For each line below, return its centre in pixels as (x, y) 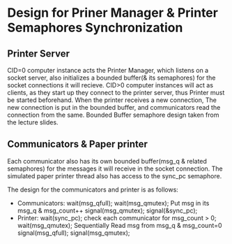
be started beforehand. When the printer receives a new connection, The (112, 100)
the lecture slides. (33, 122)
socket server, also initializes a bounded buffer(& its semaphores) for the (111, 78)
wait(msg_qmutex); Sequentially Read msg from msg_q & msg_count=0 (119, 225)
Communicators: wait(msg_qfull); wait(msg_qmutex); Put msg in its (113, 203)
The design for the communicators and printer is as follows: (93, 189)
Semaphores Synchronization (95, 28)
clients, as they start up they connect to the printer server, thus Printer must (116, 93)
